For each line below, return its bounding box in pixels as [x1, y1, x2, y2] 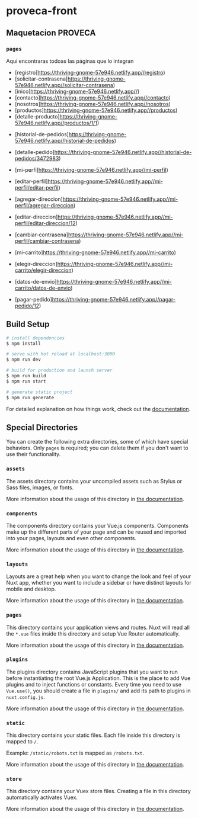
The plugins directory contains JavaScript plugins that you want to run [6, 668, 178, 675]
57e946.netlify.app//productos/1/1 [14, 119, 98, 126]
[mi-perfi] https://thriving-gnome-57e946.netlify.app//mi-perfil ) [14, 166, 169, 173]
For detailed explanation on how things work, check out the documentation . [6, 405, 191, 412]
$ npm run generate [6, 394, 55, 400]
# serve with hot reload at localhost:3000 [6, 351, 116, 357]
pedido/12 [14, 302, 40, 309]
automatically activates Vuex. [6, 794, 78, 801]
